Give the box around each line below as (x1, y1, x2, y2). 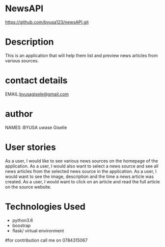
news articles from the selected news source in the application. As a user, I (5, 168, 157, 174)
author (5, 108, 33, 119)
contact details (5, 75, 68, 86)
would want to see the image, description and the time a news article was (5, 173, 154, 179)
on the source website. (5, 184, 52, 190)
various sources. (5, 57, 39, 64)
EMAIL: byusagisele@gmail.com (5, 91, 69, 97)
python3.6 (12, 217, 33, 223)
